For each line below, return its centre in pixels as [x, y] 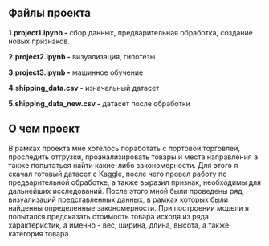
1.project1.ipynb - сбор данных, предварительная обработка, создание [130, 32]
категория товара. [39, 233]
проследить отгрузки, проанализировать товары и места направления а [133, 157]
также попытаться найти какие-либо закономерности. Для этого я [123, 165]
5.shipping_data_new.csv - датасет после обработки [100, 103]
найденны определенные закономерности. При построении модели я [129, 207]
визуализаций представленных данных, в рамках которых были [118, 199]
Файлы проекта [49, 13]
